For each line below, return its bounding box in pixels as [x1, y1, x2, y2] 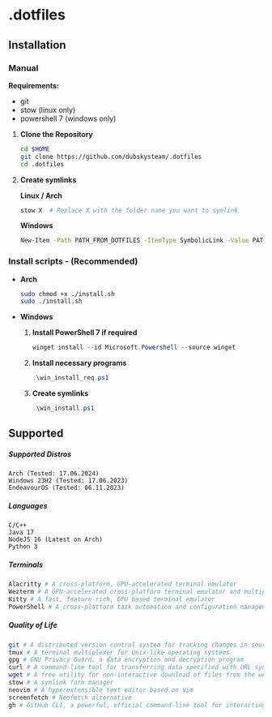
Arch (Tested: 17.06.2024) [8, 470, 100, 478]
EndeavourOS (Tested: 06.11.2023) [8, 484, 125, 492]
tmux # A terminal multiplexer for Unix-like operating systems [8, 648, 230, 656]
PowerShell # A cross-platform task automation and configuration [8, 603, 237, 611]
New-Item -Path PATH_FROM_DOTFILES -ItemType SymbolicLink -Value [19, 237, 249, 245]
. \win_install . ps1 [32, 404, 95, 413]
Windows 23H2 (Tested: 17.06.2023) [8, 477, 129, 485]
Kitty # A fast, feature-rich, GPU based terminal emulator [8, 595, 216, 603]
